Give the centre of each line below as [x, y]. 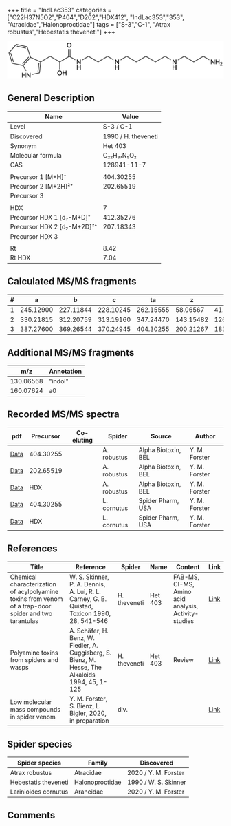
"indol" [59, 381]
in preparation [89, 720]
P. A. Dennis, [88, 584]
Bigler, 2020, [88, 713]
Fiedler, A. [84, 645]
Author [205, 436]
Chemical [23, 577]
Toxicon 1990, [90, 614]
